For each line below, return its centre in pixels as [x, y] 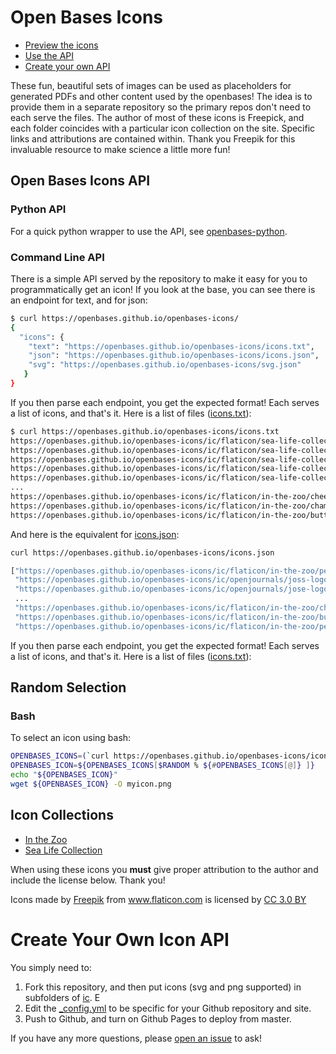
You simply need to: [51, 967]
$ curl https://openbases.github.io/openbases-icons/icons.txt [145, 431]
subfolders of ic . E [62, 997]
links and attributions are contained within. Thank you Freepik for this [153, 138]
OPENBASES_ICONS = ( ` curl [60, 756]
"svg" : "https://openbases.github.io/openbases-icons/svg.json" [165, 365]
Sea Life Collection [63, 850]
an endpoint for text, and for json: [79, 300]
